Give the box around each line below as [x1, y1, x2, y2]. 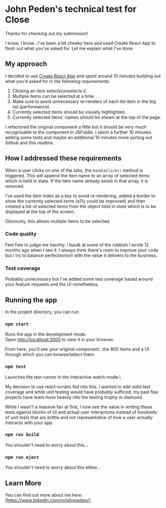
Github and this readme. [5, 140, 55, 145]
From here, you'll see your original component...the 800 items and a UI [5, 346, 150, 352]
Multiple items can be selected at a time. [12, 93, 95, 99]
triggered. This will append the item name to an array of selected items [5, 172, 150, 178]
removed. [5, 183, 25, 189]
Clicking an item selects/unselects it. [12, 88, 88, 94]
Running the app [5, 295, 57, 304]
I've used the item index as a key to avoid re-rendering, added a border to [5, 193, 156, 199]
